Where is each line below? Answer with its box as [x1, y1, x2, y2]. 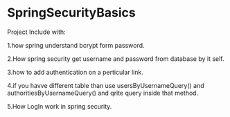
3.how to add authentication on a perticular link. [7, 68, 143, 76]
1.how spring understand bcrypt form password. [7, 41, 145, 49]
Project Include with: [7, 28, 66, 36]
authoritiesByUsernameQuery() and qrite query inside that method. [7, 89, 199, 97]
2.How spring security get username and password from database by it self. [7, 54, 224, 63]
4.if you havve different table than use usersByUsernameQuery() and [7, 81, 204, 89]
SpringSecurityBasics [7, 5, 136, 21]
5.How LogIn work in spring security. [7, 102, 112, 110]
